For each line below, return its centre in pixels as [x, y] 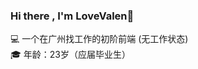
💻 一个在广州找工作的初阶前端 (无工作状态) [99, 39]
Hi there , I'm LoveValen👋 [72, 16]
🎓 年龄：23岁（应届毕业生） [70, 55]
